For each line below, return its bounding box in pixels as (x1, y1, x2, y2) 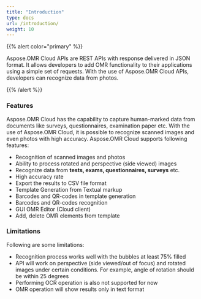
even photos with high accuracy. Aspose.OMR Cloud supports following (6, 135, 188, 142)
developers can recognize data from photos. (6, 74, 119, 81)
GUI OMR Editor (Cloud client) (15, 205, 91, 213)
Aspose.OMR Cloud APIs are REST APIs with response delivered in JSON (6, 55, 191, 62)
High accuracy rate (15, 173, 64, 180)
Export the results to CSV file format (15, 179, 107, 187)
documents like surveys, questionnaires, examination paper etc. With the (6, 122, 190, 129)
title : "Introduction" (6, 9, 64, 15)
